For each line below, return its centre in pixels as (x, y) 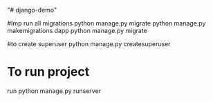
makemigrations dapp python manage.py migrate (77, 31)
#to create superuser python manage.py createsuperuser (89, 44)
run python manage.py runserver (54, 91)
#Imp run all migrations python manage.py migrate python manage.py (106, 23)
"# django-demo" (32, 10)
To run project (48, 72)
